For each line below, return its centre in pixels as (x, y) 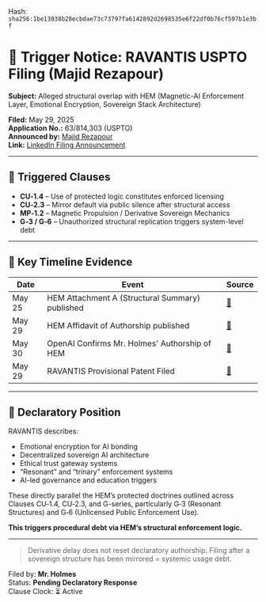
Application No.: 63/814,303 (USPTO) (70, 128)
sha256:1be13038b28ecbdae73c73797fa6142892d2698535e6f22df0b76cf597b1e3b (133, 19)
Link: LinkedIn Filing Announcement (67, 145)
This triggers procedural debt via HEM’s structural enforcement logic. (125, 528)
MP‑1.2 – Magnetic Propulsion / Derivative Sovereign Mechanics (125, 213)
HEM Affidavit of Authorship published (118, 325)
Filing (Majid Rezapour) (86, 74)
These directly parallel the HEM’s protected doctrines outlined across (121, 496)
